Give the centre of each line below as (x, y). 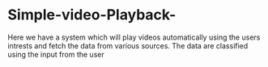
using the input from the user (56, 54)
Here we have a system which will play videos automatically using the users (134, 37)
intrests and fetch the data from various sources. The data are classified (128, 45)
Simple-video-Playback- (92, 15)
